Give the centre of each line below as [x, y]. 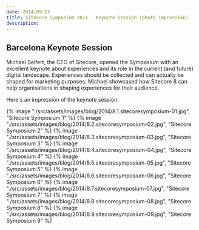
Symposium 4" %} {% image [42, 156]
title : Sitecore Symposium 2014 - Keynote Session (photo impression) [97, 18]
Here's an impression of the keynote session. [63, 100]
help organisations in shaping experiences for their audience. [83, 88]
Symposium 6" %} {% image [42, 182]
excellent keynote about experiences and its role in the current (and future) [100, 69]
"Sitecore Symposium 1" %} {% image [54, 118]
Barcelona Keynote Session [59, 48]
